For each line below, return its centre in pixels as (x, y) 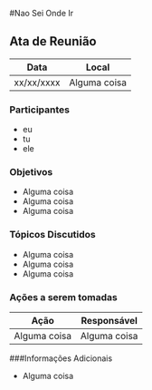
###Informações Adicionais (61, 358)
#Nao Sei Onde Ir (42, 13)
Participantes (40, 110)
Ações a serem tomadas (63, 297)
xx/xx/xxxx (37, 83)
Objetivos (31, 172)
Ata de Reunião (53, 41)
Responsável (109, 321)
